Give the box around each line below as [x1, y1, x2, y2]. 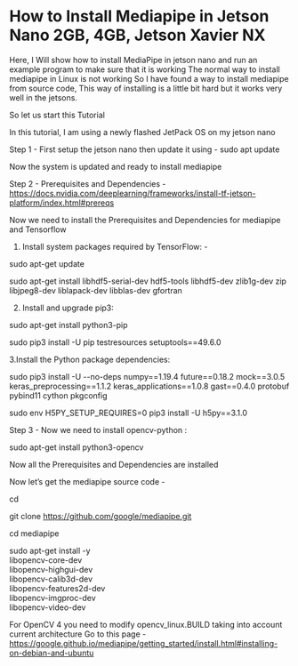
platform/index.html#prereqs [9, 197, 115, 208]
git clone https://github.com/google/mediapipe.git [9, 510, 192, 521]
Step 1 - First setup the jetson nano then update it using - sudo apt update [9, 144, 280, 155]
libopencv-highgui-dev [9, 564, 93, 574]
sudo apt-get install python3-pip [9, 319, 128, 330]
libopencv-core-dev [9, 554, 83, 566]
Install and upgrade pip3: [21, 302, 114, 313]
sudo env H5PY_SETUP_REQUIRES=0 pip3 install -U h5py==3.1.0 [9, 407, 247, 418]
